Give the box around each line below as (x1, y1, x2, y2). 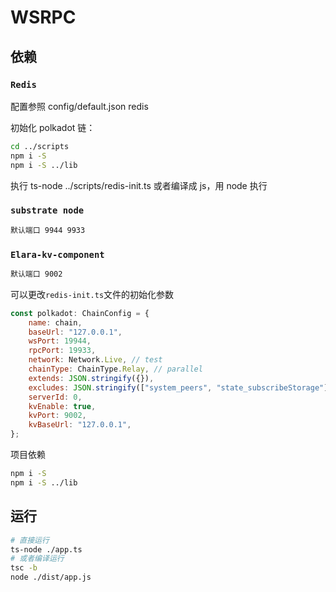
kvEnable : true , (28, 401, 97, 411)
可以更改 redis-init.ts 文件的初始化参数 (10, 288, 175, 300)
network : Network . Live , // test (28, 355, 163, 365)
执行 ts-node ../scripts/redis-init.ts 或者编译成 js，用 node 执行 (10, 179, 268, 191)
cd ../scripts (10, 141, 70, 151)
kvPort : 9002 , (28, 411, 87, 421)
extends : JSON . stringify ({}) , (28, 373, 155, 383)
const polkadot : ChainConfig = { (10, 308, 150, 318)
